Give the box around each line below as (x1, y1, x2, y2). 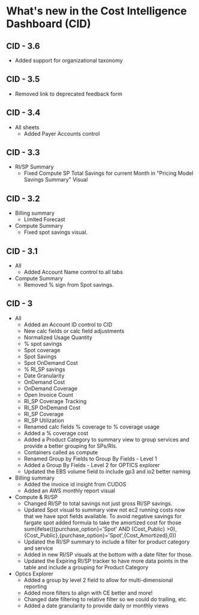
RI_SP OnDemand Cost (23, 404, 81, 411)
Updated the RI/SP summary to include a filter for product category (23, 538, 190, 545)
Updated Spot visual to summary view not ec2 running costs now (23, 506, 185, 513)
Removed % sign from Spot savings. (23, 281, 114, 289)
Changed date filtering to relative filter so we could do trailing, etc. (23, 595, 188, 602)
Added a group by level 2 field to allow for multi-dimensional (23, 576, 173, 584)
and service (23, 544, 53, 551)
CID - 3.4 (6, 108, 41, 118)
